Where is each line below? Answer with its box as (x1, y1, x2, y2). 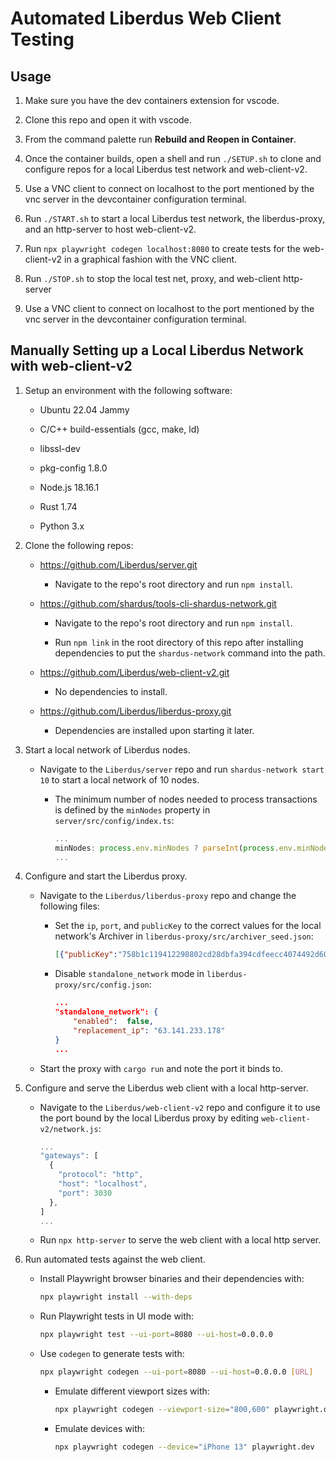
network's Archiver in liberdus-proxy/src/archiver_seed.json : (54, 930, 314, 942)
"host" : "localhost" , (58, 1179, 148, 1189)
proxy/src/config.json (54, 980, 150, 991)
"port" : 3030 (58, 1188, 113, 1198)
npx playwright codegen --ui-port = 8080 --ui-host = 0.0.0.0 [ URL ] (39, 1367, 314, 1377)
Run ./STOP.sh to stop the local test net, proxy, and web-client (24, 273, 282, 284)
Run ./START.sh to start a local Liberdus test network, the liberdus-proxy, (24, 213, 325, 224)
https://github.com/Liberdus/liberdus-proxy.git (39, 705, 232, 717)
